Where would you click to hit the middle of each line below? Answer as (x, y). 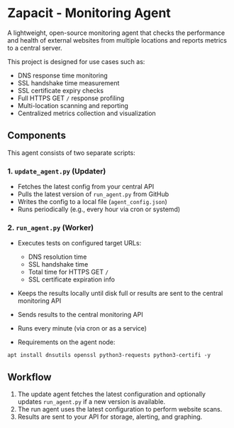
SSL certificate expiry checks (61, 90)
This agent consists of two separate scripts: (72, 153)
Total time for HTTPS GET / (68, 272)
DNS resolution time (57, 257)
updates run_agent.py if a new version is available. (91, 402)
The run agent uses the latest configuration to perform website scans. (120, 410)
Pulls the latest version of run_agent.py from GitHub (93, 194)
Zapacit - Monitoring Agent (89, 13)
